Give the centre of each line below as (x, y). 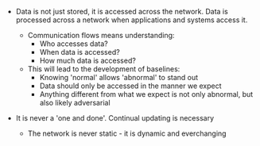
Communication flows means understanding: (101, 35)
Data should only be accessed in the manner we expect (130, 86)
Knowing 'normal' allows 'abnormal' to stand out (119, 77)
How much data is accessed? (88, 60)
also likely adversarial (75, 103)
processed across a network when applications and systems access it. (132, 20)
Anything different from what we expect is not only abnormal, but (146, 94)
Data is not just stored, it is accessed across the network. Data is (122, 12)
